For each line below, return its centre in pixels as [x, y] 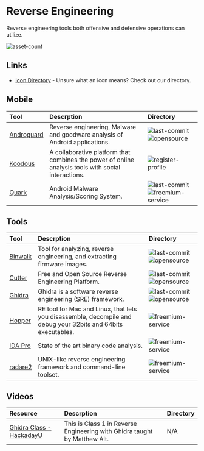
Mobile [20, 100]
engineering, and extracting [77, 257]
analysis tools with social [85, 167]
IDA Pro [20, 346]
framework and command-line [82, 367]
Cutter [18, 278]
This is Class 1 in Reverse [101, 424]
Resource [23, 414]
